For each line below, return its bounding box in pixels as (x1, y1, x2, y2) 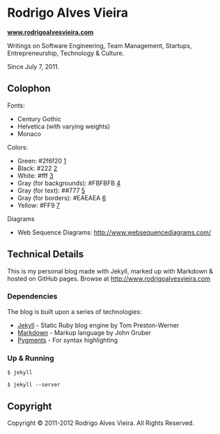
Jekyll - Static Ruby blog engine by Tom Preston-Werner (17, 321, 180, 329)
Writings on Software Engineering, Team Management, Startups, (7, 41, 192, 50)
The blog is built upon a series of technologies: (7, 307, 142, 315)
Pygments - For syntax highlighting (17, 336, 118, 344)
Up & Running (7, 353, 54, 363)
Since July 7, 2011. (7, 62, 60, 70)
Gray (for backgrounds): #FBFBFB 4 (17, 179, 121, 187)
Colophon (7, 82, 51, 95)
